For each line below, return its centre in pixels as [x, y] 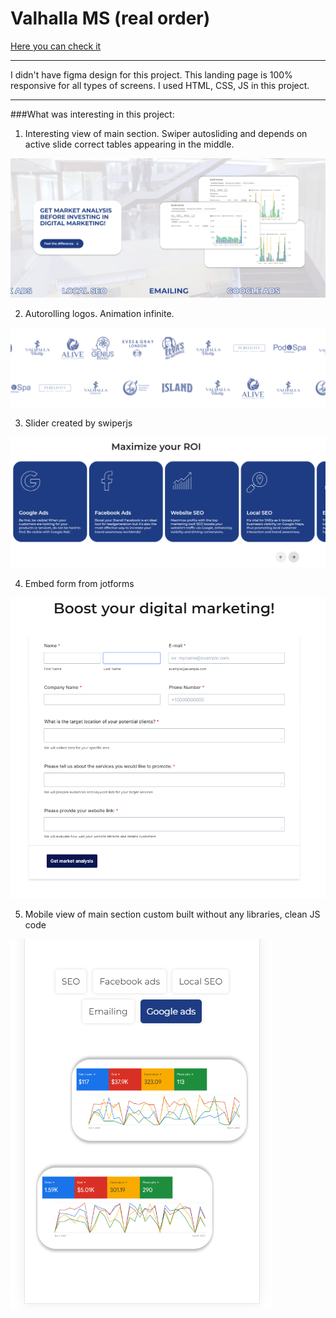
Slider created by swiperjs [78, 423]
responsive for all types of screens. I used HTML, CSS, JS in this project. [160, 85]
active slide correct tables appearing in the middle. [129, 144]
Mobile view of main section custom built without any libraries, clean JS [172, 914]
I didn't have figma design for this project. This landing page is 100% [151, 74]
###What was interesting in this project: [92, 114]
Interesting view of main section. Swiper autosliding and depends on [166, 133]
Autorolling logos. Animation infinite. [99, 314]
